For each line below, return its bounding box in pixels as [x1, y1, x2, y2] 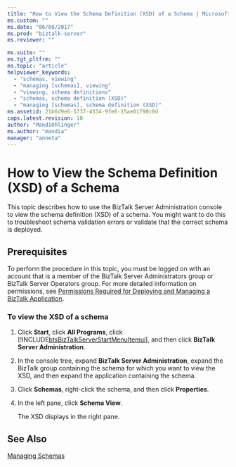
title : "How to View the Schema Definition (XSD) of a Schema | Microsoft [7, 10, 231, 18]
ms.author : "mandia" [7, 127, 68, 135]
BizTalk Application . [7, 294, 65, 303]
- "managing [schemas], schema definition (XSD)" [13, 101, 162, 109]
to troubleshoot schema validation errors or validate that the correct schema [7, 218, 228, 226]
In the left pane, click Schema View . [17, 399, 123, 407]
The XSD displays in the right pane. [17, 413, 120, 421]
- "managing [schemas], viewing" [13, 82, 112, 89]
